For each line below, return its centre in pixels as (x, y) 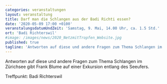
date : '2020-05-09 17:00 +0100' (39, 24)
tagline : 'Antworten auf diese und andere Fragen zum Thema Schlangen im (84, 47)
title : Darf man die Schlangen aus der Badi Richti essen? (68, 19)
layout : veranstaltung (29, 14)
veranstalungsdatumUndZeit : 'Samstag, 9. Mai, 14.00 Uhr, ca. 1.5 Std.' (82, 28)
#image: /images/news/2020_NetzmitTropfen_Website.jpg (63, 38)
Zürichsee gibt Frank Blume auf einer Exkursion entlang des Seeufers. (77, 66)
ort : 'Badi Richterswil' (31, 33)
